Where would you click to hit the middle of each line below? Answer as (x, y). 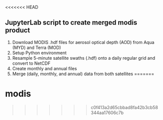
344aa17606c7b (107, 113)
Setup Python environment (39, 53)
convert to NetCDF (31, 63)
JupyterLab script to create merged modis (71, 22)
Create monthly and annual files (45, 68)
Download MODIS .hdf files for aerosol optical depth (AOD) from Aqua (83, 42)
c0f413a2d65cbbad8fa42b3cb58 (125, 107)
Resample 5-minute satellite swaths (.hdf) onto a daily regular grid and (83, 58)
